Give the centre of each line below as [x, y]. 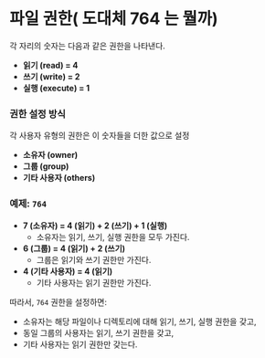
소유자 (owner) [50, 155]
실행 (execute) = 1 [56, 88]
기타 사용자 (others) [59, 178]
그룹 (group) [46, 166]
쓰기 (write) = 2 [51, 76]
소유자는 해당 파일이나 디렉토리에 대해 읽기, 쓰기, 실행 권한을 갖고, [139, 321]
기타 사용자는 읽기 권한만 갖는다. [80, 344]
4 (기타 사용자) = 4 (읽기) [68, 271]
